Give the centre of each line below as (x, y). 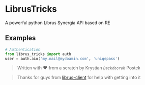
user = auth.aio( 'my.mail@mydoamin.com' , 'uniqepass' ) (62, 58)
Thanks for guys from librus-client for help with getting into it (79, 78)
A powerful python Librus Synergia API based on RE (58, 23)
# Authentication (23, 49)
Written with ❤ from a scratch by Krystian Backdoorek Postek (79, 68)
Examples (20, 38)
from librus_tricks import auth (38, 54)
